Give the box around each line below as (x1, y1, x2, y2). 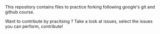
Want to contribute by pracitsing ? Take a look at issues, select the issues (5, 19, 153, 24)
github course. (5, 9, 35, 15)
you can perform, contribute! (5, 23, 64, 29)
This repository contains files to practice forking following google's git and (5, 4, 155, 10)
